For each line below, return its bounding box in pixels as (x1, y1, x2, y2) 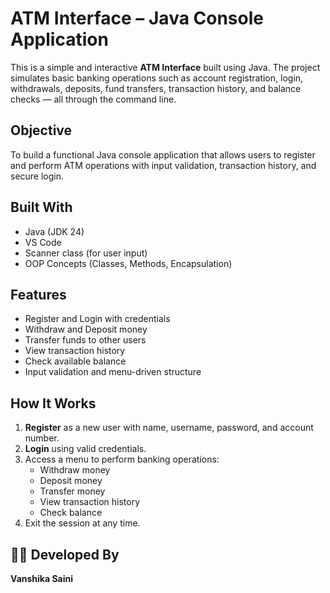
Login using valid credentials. (24, 443, 147, 455)
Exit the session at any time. (24, 517, 141, 529)
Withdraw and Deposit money (24, 323, 148, 336)
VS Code (24, 236, 62, 248)
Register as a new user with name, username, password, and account (24, 422, 314, 434)
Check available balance (24, 355, 127, 367)
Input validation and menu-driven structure (24, 366, 202, 378)
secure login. (10, 170, 65, 182)
